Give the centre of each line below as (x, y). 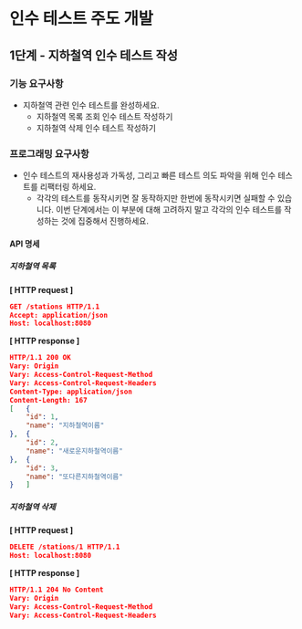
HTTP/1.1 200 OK (40, 358)
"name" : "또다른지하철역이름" (74, 477)
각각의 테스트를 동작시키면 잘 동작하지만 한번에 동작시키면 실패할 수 (156, 198)
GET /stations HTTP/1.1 (55, 307)
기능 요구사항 (36, 83)
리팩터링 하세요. (68, 187)
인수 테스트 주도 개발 (81, 19)
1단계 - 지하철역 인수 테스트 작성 (94, 55)
